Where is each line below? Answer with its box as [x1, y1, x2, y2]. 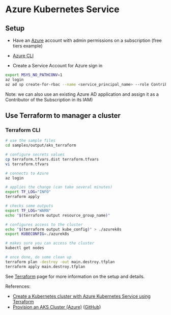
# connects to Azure [5, 171, 49, 176]
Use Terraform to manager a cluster [5, 111, 121, 120]
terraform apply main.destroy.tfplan [5, 264, 85, 269]
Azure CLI [12, 52, 34, 59]
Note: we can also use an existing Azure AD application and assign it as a [5, 91, 159, 97]
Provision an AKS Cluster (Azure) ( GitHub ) [12, 304, 101, 310]
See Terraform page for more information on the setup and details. [5, 273, 145, 279]
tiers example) [12, 43, 43, 49]
